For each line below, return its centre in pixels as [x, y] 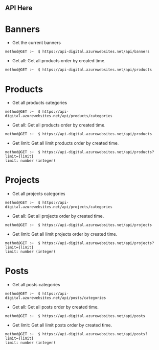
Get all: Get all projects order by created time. [58, 216]
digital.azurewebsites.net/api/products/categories [59, 116]
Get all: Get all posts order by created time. [55, 307]
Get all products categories [40, 103]
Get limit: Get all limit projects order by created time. [65, 234]
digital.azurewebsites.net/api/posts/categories [56, 298]
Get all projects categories [39, 194]
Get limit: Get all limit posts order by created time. [62, 325]
